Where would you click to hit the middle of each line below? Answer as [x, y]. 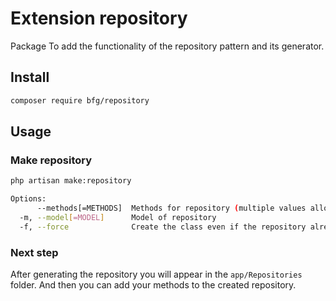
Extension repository [99, 18]
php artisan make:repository [71, 181]
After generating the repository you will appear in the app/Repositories [156, 274]
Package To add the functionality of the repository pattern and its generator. [167, 46]
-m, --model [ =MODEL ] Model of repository [118, 217]
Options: [28, 199]
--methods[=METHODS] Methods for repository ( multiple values [171, 208]
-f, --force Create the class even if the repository [163, 227]
